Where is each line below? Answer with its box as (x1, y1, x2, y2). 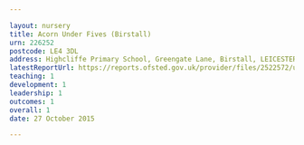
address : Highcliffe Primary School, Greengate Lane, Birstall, (9, 55, 257, 64)
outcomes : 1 (9, 97, 54, 106)
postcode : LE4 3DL (9, 46, 79, 55)
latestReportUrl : (9, 63, 75, 72)
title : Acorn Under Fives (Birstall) (9, 29, 152, 39)
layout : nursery (9, 21, 71, 30)
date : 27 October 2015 (9, 114, 95, 123)
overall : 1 (9, 105, 51, 114)
